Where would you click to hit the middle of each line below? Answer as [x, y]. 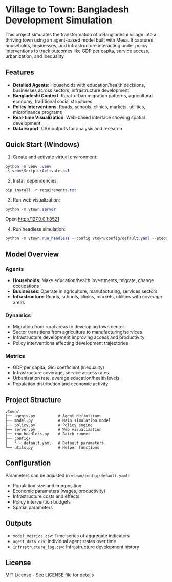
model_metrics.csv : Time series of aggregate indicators [71, 536]
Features [20, 73]
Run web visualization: [36, 200]
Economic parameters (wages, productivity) [59, 491]
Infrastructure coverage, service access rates [61, 373]
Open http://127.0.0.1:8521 [33, 219]
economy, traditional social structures [52, 101]
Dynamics [18, 315]
